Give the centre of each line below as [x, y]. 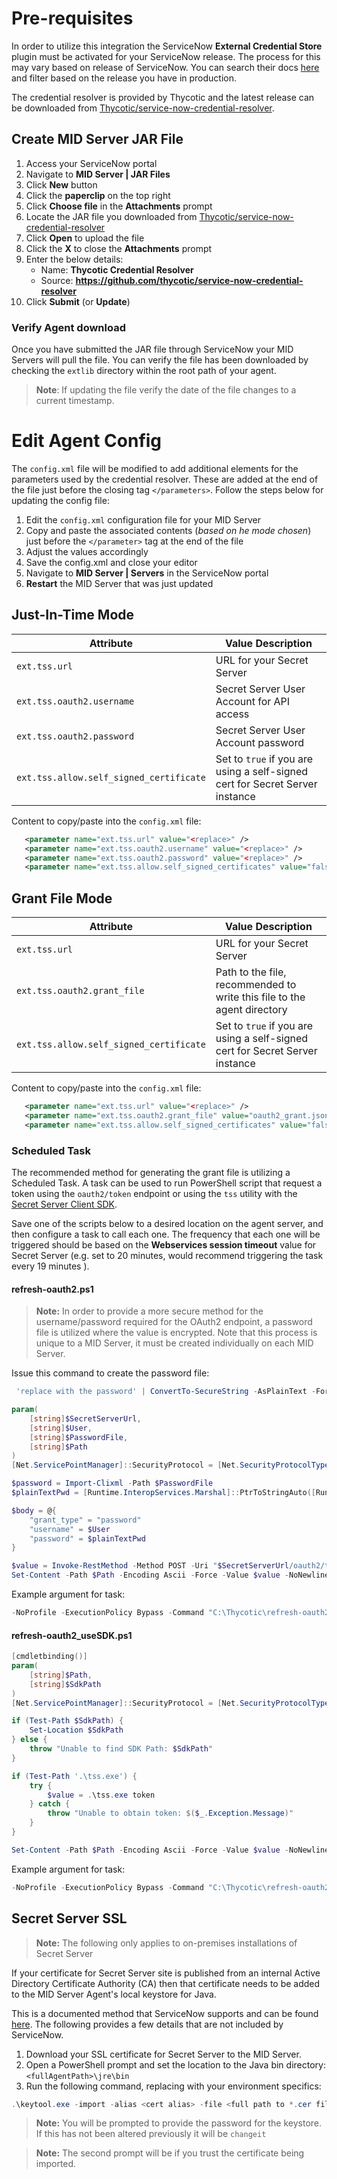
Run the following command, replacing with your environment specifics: [173, 2086]
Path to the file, [251, 972]
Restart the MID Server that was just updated [119, 583]
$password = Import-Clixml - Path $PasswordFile [112, 1483]
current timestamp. [75, 401]
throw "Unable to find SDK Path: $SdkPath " [121, 1749]
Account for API [253, 701]
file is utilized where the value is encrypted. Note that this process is [176, 1333]
